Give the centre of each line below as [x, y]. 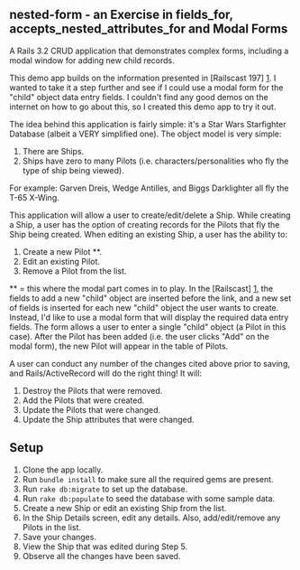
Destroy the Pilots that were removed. [92, 390]
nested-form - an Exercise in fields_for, [121, 15]
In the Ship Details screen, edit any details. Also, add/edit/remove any [151, 518]
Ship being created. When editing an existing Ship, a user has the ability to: [149, 234]
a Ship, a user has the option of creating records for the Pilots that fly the [145, 224]
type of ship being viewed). [73, 170]
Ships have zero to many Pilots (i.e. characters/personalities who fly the [155, 161]
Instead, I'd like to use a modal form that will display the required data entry [149, 317]
